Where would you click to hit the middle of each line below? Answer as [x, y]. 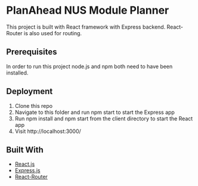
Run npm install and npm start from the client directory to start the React [104, 118]
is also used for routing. [53, 33]
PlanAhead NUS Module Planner [88, 10]
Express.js [27, 170]
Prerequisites [32, 52]
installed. [17, 73]
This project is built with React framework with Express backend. [86, 27]
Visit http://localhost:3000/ [48, 131]
